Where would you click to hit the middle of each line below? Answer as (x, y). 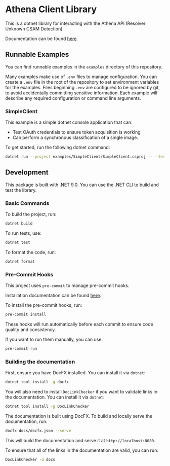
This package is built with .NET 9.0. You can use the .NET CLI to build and (82, 185)
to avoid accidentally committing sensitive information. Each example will (81, 93)
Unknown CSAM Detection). (35, 28)
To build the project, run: (31, 214)
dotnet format (20, 261)
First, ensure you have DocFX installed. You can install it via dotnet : (75, 373)
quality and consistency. (31, 329)
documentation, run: (26, 421)
